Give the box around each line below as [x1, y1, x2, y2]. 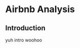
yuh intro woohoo [5, 37, 42, 43]
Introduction [5, 24, 46, 32]
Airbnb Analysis [5, 4, 75, 15]
